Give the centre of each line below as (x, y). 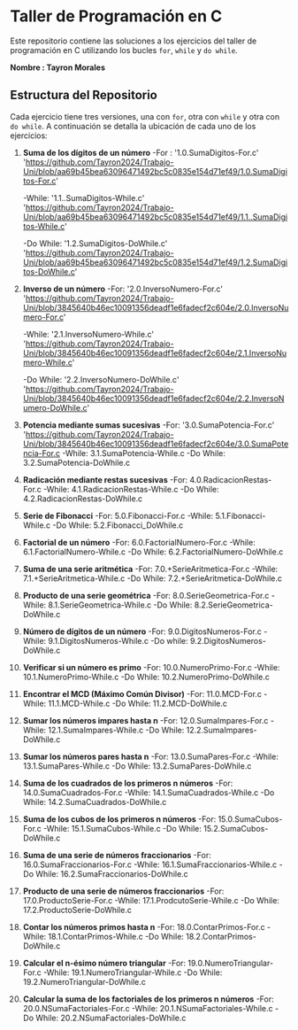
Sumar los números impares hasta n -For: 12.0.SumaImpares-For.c (145, 720)
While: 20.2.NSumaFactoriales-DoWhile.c (111, 1018)
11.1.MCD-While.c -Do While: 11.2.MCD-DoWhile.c (138, 703)
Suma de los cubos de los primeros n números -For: (119, 819)
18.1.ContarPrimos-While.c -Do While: (116, 936)
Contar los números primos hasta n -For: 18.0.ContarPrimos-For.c (144, 926)
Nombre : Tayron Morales (57, 67)
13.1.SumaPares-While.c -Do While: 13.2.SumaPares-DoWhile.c (137, 766)
